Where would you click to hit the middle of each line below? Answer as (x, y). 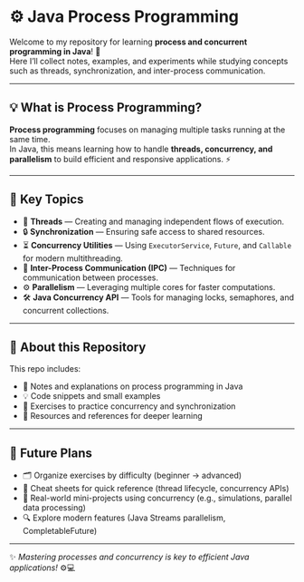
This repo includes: (45, 369)
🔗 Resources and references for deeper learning (112, 416)
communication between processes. (90, 277)
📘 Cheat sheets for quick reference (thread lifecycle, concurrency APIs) (156, 489)
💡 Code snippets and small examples (91, 396)
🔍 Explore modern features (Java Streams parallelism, (124, 518)
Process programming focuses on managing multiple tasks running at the (147, 130)
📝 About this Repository (78, 347)
